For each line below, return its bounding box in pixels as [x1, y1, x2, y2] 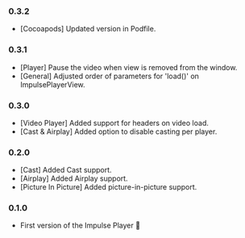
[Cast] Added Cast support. [19, 165, 112, 175]
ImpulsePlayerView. [19, 79, 86, 90]
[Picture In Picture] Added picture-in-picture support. [19, 182, 197, 192]
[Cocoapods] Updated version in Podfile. [19, 24, 156, 34]
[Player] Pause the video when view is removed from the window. [19, 62, 238, 72]
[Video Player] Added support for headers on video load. [19, 118, 210, 127]
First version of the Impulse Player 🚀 [19, 220, 141, 231]
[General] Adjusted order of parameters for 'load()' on [19, 71, 200, 81]
